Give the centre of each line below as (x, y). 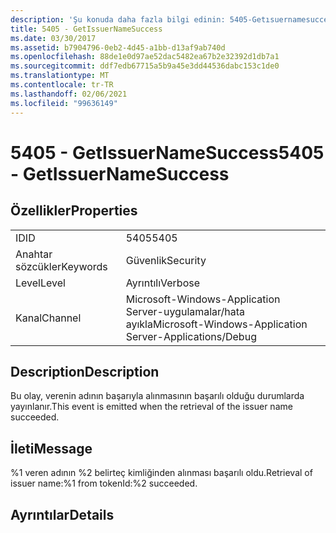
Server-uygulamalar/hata (185, 311)
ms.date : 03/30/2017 (53, 38)
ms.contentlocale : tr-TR (62, 85)
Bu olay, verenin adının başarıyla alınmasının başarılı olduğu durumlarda (157, 396)
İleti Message (51, 448)
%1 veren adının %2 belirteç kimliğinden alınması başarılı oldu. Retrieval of (161, 473)
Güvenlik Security (166, 260)
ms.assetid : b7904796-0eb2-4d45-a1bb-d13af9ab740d (118, 47)
